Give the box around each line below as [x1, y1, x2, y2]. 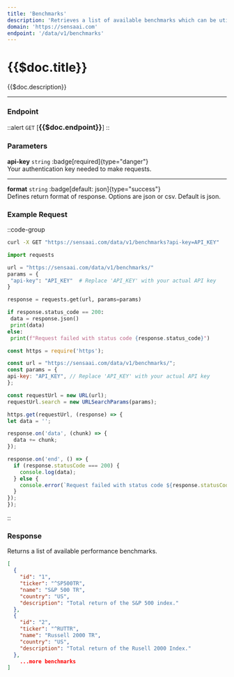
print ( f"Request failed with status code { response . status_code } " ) [10, 334, 210, 342]
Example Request [7, 209, 68, 219]
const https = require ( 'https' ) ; [7, 347, 104, 355]
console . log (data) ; [19, 468, 77, 475]
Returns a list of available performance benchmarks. [7, 547, 158, 556]
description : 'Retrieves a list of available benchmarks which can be [7, 17, 217, 24]
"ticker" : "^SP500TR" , [19, 580, 86, 587]
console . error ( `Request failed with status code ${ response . [19, 482, 201, 489]
